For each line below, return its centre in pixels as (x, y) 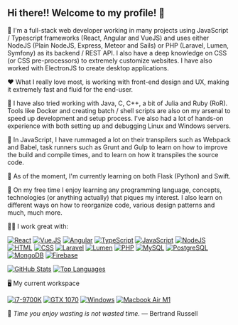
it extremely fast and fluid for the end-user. (70, 89)
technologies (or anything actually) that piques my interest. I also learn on (115, 197)
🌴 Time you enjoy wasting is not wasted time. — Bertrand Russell (103, 313)
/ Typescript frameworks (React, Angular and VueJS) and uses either (108, 38)
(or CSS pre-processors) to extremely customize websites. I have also (110, 60)
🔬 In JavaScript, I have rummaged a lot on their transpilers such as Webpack (119, 139)
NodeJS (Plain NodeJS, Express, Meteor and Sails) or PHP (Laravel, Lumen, (118, 45)
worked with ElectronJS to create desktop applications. (88, 68)
